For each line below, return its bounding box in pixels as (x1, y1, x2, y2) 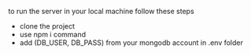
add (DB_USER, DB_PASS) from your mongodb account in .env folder (19, 38, 244, 47)
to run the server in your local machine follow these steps (8, 7, 194, 15)
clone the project (19, 22, 76, 30)
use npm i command (19, 30, 87, 39)
